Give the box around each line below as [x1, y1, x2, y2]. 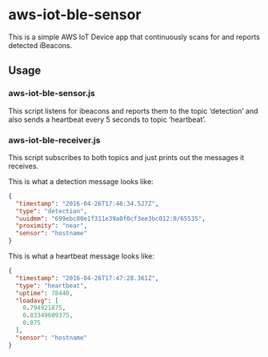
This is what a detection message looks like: [8, 176, 154, 186]
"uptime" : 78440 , [15, 289, 74, 297]
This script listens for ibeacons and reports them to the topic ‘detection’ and [8, 106, 258, 115]
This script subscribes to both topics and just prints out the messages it [8, 152, 245, 162]
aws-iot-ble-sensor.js [8, 88, 96, 99]
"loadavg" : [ [15, 296, 59, 305]
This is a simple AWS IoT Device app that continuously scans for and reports [8, 32, 260, 42]
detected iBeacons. [8, 40, 73, 50]
